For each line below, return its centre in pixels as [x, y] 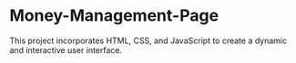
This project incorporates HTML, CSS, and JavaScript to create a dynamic [148, 40]
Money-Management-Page [114, 16]
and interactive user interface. [66, 49]
